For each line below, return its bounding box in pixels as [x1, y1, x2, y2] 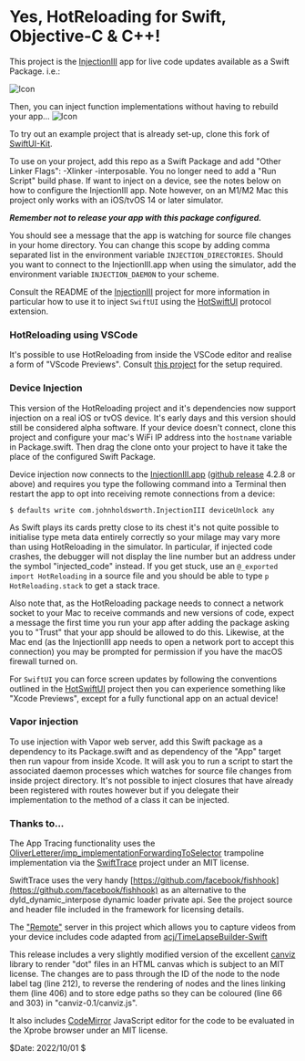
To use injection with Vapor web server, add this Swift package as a [9, 736, 263, 747]
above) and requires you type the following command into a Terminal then [9, 478, 287, 489]
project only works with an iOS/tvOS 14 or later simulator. [9, 194, 224, 205]
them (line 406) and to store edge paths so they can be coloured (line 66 [9, 988, 282, 999]
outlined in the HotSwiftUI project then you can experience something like [9, 682, 286, 694]
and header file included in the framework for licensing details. [9, 904, 245, 915]
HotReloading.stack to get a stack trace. [9, 579, 161, 590]
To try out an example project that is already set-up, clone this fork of [9, 128, 270, 139]
